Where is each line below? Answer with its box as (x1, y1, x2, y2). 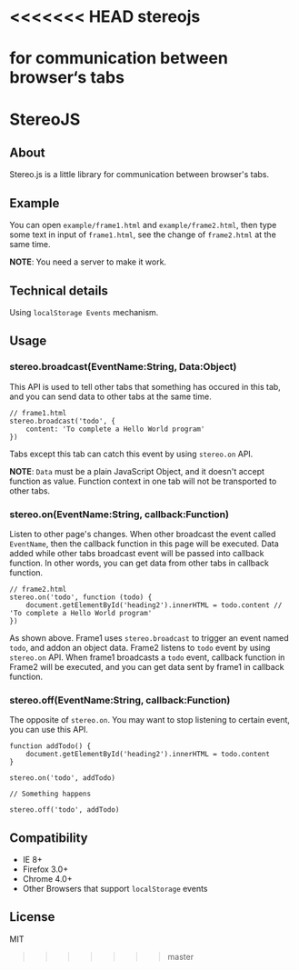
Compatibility (9, 830, 88, 845)
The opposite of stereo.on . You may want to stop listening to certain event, (9, 715, 291, 725)
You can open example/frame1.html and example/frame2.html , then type (9, 220, 277, 231)
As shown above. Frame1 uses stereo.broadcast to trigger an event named (9, 632, 289, 643)
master (167, 951, 194, 962)
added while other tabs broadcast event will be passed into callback (9, 547, 264, 558)
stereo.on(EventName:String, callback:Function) (9, 507, 230, 520)
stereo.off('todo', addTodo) (9, 805, 120, 815)
